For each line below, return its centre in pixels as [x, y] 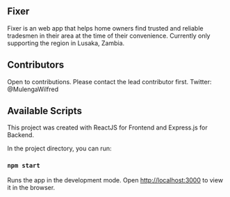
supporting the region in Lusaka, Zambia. [66, 43]
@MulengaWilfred [33, 89]
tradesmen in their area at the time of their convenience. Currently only [109, 36]
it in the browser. [31, 187]
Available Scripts [44, 111]
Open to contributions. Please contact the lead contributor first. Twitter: [109, 81]
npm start [24, 166]
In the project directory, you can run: [59, 148]
